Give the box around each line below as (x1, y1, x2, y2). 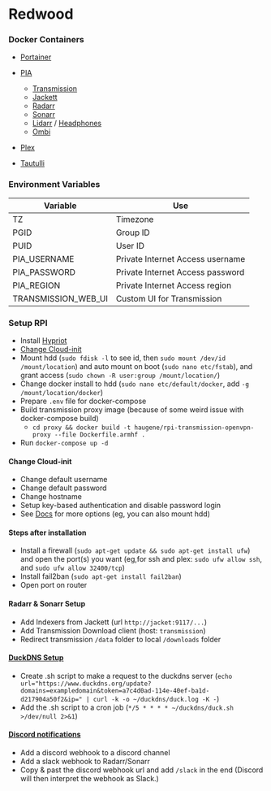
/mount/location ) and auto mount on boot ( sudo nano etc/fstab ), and (19, 362, 253, 372)
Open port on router (19, 580, 88, 590)
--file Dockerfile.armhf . (54, 431, 146, 439)
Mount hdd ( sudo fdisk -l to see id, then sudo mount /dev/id (19, 353, 226, 363)
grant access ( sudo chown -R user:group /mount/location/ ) (19, 371, 221, 380)
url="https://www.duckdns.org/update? (19, 680, 152, 688)
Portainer (19, 52, 52, 62)
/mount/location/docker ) (19, 388, 104, 398)
